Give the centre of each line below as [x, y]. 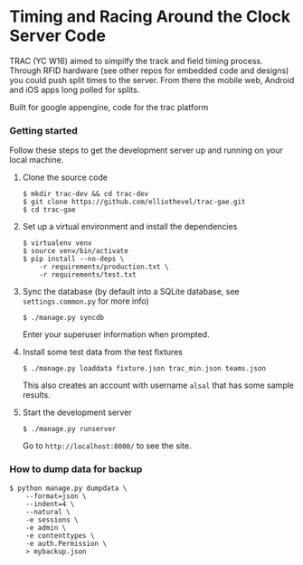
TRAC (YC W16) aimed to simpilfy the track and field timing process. [137, 61]
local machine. [37, 160]
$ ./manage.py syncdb [63, 318]
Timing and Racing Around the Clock [150, 17]
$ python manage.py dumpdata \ [68, 488]
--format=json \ [57, 496]
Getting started [44, 130]
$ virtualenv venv [57, 243]
